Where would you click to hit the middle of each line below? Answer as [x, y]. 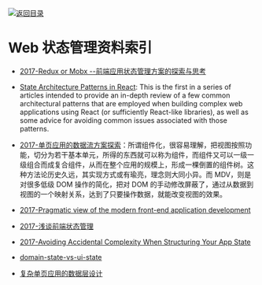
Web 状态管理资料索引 [80, 48]
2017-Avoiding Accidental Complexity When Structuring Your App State [135, 242]
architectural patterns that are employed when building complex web [131, 103]
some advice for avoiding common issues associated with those [124, 120]
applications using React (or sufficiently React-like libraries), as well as [134, 112]
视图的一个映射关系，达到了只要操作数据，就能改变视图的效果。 [123, 194]
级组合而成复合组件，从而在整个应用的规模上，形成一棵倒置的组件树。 [133, 165]
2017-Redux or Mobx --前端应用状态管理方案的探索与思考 [113, 71]
